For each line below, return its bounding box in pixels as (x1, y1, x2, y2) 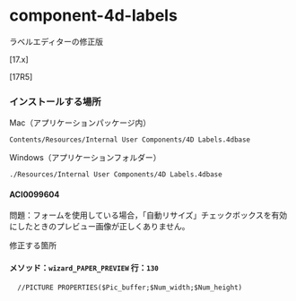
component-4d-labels (9, 5, 178, 26)
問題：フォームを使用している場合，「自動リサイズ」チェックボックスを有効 (9, 210, 288, 220)
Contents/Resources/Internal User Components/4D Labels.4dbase (9, 135, 251, 144)
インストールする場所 (9, 95, 101, 107)
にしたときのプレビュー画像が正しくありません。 (9, 221, 190, 232)
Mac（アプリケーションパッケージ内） (9, 117, 151, 128)
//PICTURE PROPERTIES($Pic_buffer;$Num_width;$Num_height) (17, 283, 243, 292)
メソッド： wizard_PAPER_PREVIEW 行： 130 (9, 262, 159, 273)
